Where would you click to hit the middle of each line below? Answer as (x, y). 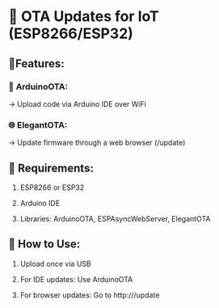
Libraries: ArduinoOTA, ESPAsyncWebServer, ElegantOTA (115, 218)
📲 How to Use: (44, 245)
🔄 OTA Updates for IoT (84, 17)
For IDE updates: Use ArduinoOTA (76, 279)
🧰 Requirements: (51, 168)
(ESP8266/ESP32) (71, 34)
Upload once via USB (55, 264)
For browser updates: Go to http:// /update (90, 295)
